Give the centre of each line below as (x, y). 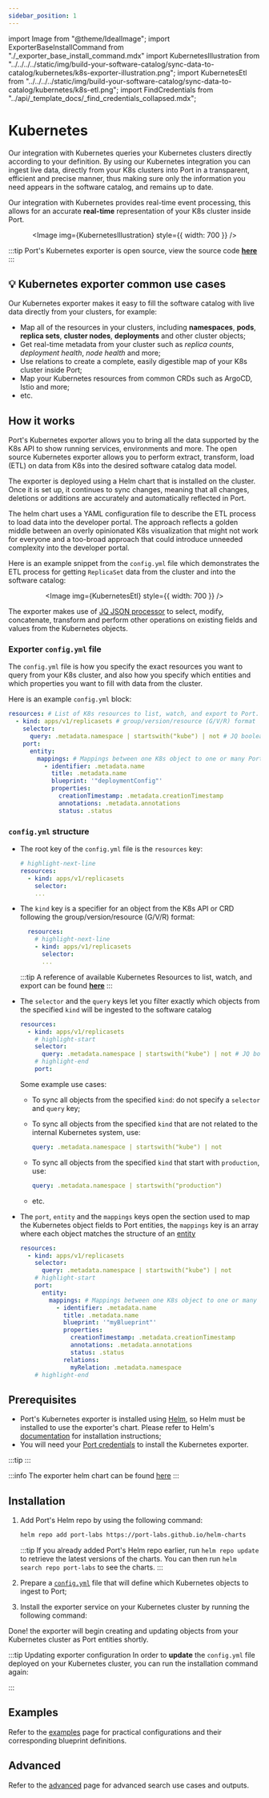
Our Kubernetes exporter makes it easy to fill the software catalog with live (131, 303)
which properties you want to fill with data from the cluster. (105, 684)
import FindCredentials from (167, 90)
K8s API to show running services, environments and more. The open (123, 449)
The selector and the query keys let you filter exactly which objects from (140, 1001)
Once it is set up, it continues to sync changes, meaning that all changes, (129, 490)
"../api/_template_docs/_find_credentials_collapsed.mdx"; (102, 98)
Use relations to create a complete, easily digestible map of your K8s (134, 362)
